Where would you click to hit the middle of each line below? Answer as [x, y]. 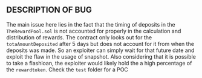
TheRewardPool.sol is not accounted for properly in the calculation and [94, 31]
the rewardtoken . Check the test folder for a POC [67, 70]
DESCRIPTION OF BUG [49, 10]
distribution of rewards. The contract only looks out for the [79, 37]
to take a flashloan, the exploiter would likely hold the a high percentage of [99, 63]
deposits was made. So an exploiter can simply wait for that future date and [100, 50]
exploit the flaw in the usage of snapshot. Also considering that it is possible [101, 56]
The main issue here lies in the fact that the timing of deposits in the [91, 24]
